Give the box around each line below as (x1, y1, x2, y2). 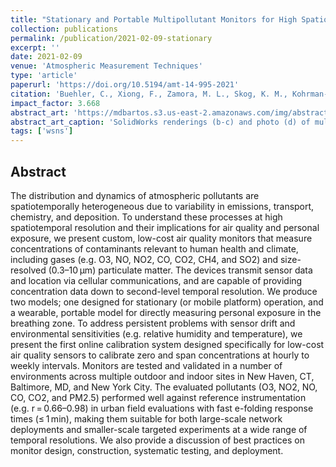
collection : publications (10, 24, 118, 34)
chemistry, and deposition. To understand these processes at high (10, 211, 283, 223)
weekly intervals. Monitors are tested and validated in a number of (10, 359, 283, 371)
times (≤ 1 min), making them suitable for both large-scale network (10, 412, 283, 425)
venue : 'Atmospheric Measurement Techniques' (10, 61, 203, 71)
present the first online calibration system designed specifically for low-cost (10, 338, 325, 350)
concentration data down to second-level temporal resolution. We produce (10, 285, 318, 297)
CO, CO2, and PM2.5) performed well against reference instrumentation (10, 391, 307, 403)
